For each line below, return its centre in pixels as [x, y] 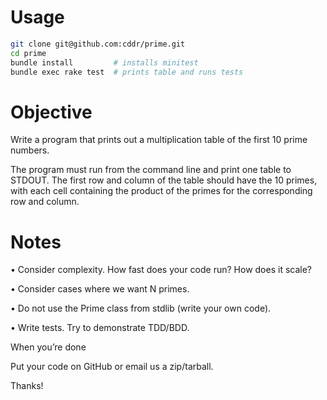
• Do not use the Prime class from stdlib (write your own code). [141, 308]
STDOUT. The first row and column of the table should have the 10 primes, [164, 180]
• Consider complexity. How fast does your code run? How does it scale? [161, 270]
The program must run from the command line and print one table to [151, 170]
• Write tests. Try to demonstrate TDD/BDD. [100, 328]
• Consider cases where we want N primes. [100, 289]
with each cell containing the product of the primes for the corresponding [161, 191]
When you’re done [48, 347]
